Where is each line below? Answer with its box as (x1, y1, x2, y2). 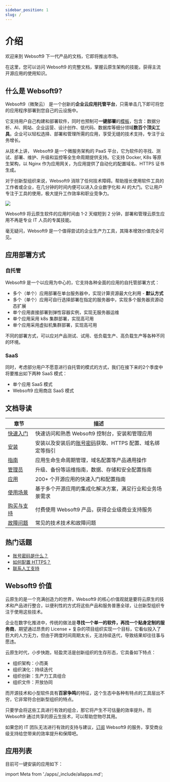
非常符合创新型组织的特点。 (18, 696, 76, 702)
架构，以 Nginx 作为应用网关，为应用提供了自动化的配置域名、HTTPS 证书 (9, 161, 164, 167)
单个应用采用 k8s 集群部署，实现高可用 (12, 315, 94, 322)
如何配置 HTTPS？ (12, 559, 52, 565)
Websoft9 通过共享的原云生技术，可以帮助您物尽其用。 (5, 713, 120, 719)
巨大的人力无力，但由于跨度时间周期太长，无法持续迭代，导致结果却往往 (5, 632, 156, 638)
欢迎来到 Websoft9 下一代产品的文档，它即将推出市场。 (5, 53, 121, 59)
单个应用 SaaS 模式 (12, 381, 53, 387)
